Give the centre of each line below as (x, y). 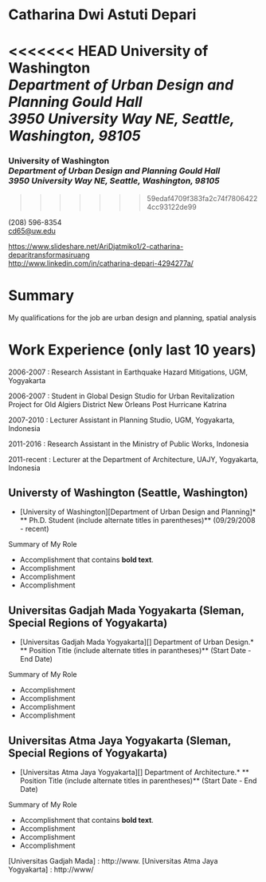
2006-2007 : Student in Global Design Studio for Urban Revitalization (121, 396)
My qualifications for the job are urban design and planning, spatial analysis (132, 318)
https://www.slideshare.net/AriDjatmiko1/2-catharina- (96, 246)
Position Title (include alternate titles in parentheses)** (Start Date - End (138, 781)
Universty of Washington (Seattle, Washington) (128, 492)
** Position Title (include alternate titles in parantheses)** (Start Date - (135, 651)
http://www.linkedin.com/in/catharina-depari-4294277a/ (101, 263)
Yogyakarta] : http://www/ (51, 869)
